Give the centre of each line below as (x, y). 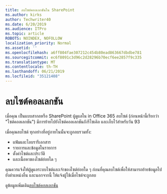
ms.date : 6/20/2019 (26, 24)
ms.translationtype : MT (30, 62)
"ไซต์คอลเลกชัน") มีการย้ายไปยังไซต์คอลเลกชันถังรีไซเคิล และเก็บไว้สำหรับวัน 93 (73, 121)
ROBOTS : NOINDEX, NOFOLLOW (34, 39)
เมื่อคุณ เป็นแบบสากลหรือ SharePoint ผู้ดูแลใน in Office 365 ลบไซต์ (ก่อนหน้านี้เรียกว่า (82, 116)
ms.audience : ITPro (26, 29)
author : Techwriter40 (28, 19)
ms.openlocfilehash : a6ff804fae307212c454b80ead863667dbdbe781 (74, 52)
